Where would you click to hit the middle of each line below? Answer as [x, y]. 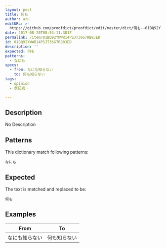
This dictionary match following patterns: [47, 152]
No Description [21, 124]
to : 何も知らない [30, 74]
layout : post [19, 10]
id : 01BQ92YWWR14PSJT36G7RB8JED [38, 42]
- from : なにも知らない [31, 70]
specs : [12, 65]
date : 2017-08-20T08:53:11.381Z [38, 33]
